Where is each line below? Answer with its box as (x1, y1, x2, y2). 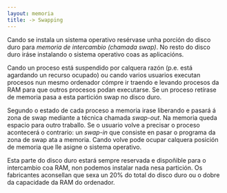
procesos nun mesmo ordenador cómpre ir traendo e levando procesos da (7, 78, 219, 86)
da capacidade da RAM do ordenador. (7, 178, 115, 186)
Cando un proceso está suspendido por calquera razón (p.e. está (7, 63, 193, 72)
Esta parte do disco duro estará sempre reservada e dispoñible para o (7, 156, 206, 164)
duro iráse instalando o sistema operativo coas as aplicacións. (7, 50, 184, 59)
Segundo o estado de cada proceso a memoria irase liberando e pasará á (7, 106, 216, 114)
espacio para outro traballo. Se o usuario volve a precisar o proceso (7, 121, 200, 129)
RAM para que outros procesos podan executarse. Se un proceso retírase (7, 85, 217, 94)
